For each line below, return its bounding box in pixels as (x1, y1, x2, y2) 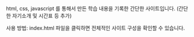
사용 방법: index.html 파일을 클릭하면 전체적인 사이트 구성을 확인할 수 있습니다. (6, 25, 185, 31)
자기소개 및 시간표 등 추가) (12, 12, 72, 19)
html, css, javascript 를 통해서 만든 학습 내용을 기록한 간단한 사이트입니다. (6, 5, 176, 12)
